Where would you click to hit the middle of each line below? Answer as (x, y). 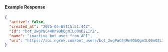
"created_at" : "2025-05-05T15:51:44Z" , (51, 26)
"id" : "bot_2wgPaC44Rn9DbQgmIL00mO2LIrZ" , (54, 31)
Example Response (25, 7)
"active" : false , (27, 22)
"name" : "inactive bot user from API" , (51, 36)
